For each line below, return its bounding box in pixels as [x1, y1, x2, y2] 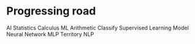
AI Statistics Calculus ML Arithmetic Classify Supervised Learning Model [6, 24, 189, 31]
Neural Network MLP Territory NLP [6, 30, 95, 37]
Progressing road [6, 4, 96, 18]
